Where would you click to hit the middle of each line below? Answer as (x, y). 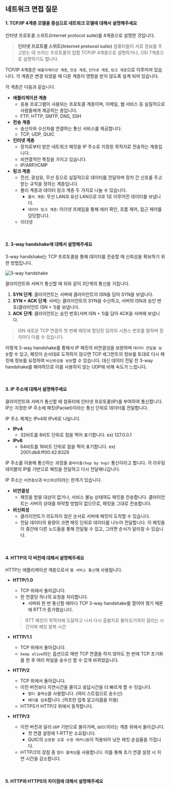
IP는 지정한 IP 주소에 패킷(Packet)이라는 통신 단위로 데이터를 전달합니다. (77, 408)
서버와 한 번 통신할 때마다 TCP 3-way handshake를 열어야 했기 (91, 603)
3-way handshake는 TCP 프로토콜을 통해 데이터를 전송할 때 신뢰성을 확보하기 (82, 256)
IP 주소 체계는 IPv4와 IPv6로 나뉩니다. (43, 419)
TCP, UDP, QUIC (37, 134)
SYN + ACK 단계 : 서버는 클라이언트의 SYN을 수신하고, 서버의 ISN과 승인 (84, 300)
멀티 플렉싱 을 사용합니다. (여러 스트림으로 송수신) (75, 693)
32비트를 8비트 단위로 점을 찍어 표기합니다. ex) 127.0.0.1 (76, 435)
